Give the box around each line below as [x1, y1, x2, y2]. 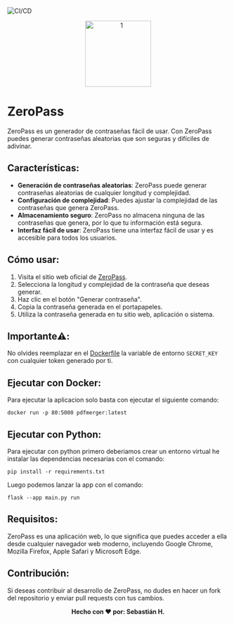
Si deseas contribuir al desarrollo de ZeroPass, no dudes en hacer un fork [7, 586, 221, 595]
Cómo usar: [7, 254, 60, 266]
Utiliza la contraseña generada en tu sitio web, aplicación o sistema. [17, 310, 214, 319]
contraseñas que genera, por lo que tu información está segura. [17, 218, 203, 227]
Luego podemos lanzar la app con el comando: [7, 481, 144, 489]
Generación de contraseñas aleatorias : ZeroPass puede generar [17, 180, 207, 190]
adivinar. [7, 142, 32, 150]
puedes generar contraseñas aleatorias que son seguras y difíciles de [7, 134, 209, 142]
